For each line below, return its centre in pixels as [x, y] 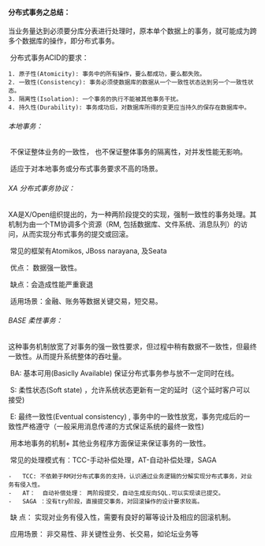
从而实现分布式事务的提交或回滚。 [77, 234]
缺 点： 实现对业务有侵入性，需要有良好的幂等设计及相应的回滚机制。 [122, 517]
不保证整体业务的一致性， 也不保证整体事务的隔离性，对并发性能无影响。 [128, 152]
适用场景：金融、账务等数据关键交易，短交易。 [86, 301]
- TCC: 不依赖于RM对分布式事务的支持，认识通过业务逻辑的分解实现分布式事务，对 [127, 476]
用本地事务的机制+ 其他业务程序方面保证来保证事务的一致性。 [110, 443]
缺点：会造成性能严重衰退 [51, 284]
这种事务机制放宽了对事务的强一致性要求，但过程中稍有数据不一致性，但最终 [132, 346]
